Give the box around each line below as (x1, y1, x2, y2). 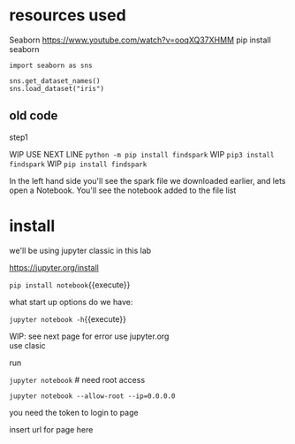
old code (9, 108, 58, 124)
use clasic (9, 340, 46, 350)
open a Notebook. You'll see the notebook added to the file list (9, 185, 237, 195)
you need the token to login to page (9, 407, 139, 417)
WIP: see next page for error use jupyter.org (9, 331, 170, 341)
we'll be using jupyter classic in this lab (9, 245, 152, 256)
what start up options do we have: (9, 296, 133, 307)
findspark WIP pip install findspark (9, 158, 147, 169)
